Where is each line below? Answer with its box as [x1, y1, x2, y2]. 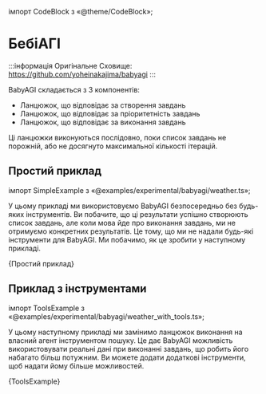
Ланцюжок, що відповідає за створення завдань [19, 100, 186, 110]
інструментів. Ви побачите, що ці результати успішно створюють [26, 209, 249, 219]
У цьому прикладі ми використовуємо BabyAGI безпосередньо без [8, 201, 238, 211]
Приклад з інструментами [8, 282, 147, 296]
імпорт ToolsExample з [8, 303, 85, 313]
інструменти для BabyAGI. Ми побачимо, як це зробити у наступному [8, 234, 246, 244]
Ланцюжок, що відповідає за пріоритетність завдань [19, 108, 200, 118]
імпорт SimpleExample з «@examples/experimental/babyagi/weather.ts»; [8, 185, 251, 195]
